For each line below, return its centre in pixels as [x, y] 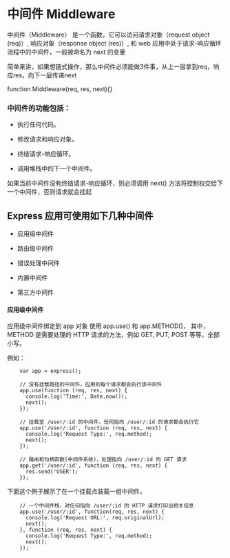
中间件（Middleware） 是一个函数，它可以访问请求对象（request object [108, 35]
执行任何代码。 [38, 124]
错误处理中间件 [38, 263]
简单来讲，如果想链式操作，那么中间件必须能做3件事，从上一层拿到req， [110, 66]
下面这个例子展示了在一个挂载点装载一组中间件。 [76, 492]
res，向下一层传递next [45, 75]
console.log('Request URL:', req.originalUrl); [95, 518]
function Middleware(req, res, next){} [60, 89]
